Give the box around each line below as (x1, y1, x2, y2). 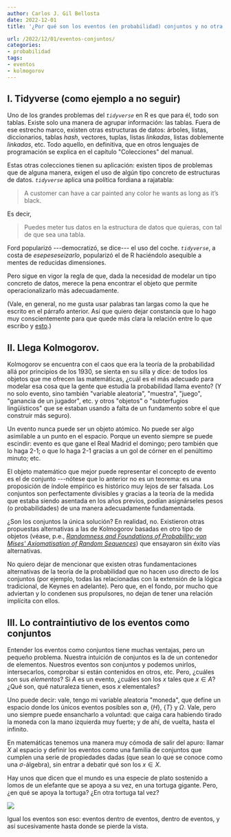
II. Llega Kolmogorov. (7, 342, 100, 354)
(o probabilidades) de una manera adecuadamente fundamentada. (7, 504, 196, 512)
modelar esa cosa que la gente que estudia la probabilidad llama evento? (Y (7, 382, 222, 390)
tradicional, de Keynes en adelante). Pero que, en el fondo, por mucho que (7, 582, 218, 590)
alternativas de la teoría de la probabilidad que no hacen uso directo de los (7, 567, 219, 576)
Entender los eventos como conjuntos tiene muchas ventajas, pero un (7, 646, 205, 654)
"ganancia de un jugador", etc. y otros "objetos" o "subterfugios (7, 397, 189, 405)
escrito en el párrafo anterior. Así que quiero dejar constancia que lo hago (7, 307, 217, 316)
